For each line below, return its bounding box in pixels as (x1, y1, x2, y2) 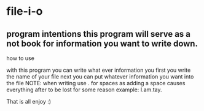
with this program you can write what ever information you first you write (6, 66, 191, 74)
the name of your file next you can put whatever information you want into (6, 73, 194, 80)
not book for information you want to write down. (6, 38, 198, 48)
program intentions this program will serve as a (6, 29, 191, 39)
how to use (6, 55, 35, 62)
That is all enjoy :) (6, 98, 51, 105)
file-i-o (6, 4, 43, 18)
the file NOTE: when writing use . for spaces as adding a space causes (6, 80, 186, 86)
